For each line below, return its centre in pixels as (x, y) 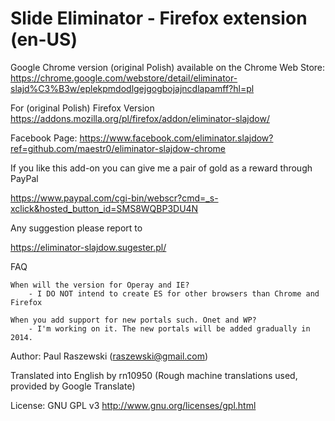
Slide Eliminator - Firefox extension (159, 18)
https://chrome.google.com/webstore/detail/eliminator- (124, 78)
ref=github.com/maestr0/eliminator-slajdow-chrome (118, 148)
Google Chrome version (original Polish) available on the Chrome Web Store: (168, 67)
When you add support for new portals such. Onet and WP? (133, 320)
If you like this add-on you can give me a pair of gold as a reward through (161, 168)
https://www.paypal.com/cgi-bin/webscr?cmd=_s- (114, 198)
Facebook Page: (44, 138)
